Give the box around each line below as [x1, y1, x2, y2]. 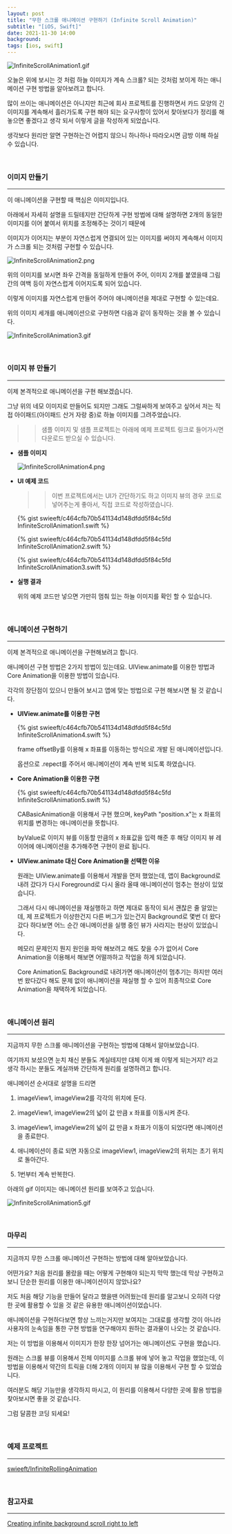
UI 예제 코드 [17, 476, 50, 485]
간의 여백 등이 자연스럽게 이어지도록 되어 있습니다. [7, 279, 142, 288]
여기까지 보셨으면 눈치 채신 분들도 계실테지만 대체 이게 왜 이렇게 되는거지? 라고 [7, 1056, 219, 1064]
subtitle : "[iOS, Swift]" [7, 23, 81, 30]
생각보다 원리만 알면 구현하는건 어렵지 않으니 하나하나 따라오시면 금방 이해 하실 [7, 131, 220, 139]
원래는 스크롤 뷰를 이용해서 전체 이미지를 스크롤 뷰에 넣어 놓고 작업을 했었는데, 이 [7, 1354, 224, 1362]
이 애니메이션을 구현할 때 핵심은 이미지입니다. [7, 195, 129, 204]
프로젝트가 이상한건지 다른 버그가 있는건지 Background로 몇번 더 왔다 [33, 912, 221, 921]
